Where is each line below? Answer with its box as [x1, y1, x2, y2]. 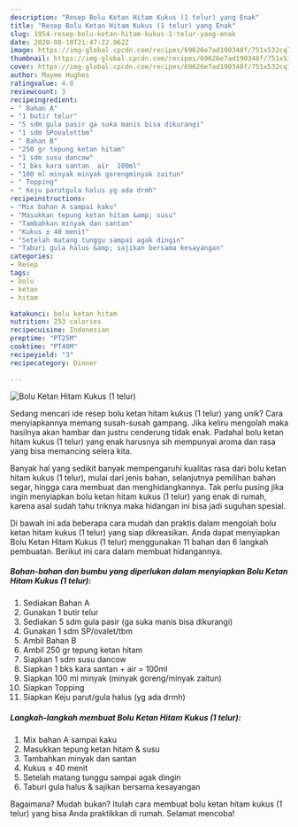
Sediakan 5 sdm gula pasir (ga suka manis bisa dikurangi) [22, 617, 233, 628]
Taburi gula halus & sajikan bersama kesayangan [22, 782, 201, 792]
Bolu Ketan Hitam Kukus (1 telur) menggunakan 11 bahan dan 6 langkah [10, 536, 269, 547]
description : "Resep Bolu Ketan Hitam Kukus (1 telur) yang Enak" [10, 12, 260, 22]
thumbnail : [10, 54, 50, 63]
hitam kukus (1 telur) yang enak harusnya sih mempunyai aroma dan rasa [10, 436, 277, 447]
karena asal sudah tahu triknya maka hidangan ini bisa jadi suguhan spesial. [10, 500, 287, 511]
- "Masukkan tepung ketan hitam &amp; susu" [10, 210, 177, 220]
